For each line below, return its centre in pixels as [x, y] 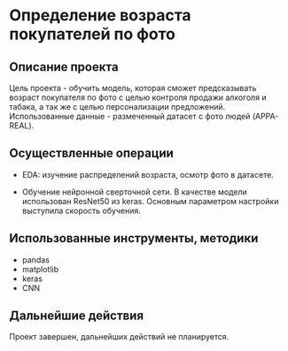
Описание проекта [64, 67]
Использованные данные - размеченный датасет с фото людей [130, 116]
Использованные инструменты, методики [134, 238]
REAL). [22, 126]
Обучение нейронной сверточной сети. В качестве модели [135, 192]
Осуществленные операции [92, 153]
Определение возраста [101, 15]
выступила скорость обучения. [82, 210]
